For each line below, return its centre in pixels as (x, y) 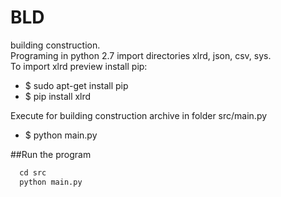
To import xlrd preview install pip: (79, 66)
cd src (33, 172)
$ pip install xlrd (58, 96)
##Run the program (51, 154)
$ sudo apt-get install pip (76, 85)
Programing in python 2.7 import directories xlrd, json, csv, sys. (141, 55)
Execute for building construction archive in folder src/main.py (139, 115)
